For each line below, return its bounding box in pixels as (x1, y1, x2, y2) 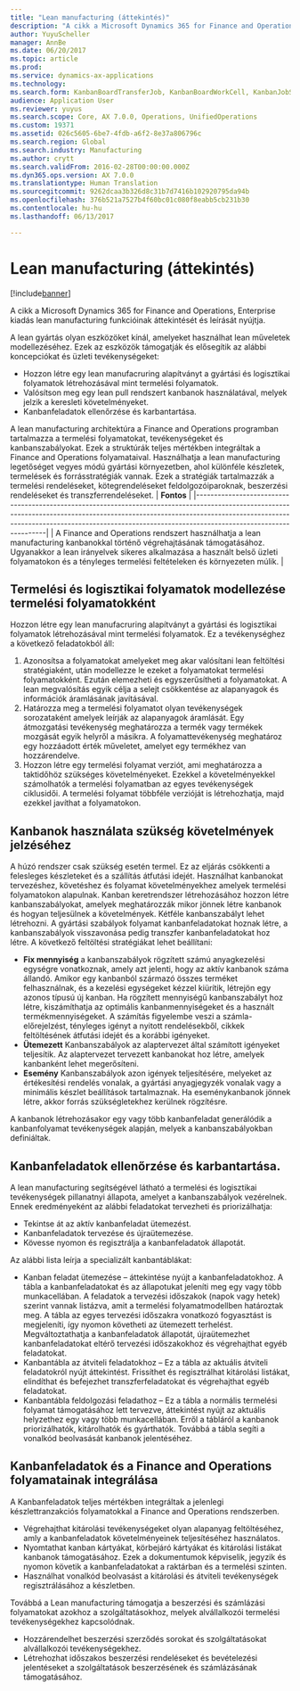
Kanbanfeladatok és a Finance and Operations (10, 1459, 272, 1474)
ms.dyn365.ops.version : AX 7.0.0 (10, 170, 134, 179)
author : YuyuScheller (10, 29, 91, 38)
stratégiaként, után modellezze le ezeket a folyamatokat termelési (22, 665, 264, 676)
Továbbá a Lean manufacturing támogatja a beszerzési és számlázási (10, 1597, 266, 1608)
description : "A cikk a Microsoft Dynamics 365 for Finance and (10, 21, 254, 30)
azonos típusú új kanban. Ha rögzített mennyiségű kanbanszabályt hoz (22, 992, 284, 1003)
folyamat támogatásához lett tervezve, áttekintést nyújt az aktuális (22, 1405, 266, 1415)
